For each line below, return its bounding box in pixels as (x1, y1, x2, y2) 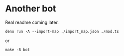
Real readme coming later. (5, 19, 59, 25)
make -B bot (5, 47, 30, 52)
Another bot (5, 3, 56, 14)
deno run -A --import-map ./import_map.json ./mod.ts (5, 29, 120, 34)
